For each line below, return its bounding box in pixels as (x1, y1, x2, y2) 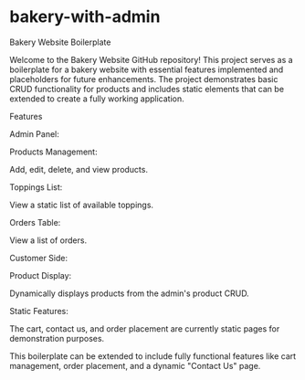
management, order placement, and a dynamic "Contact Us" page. (9, 360, 261, 371)
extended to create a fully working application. (9, 93, 184, 104)
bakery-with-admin (9, 6, 161, 27)
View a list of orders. (9, 235, 88, 246)
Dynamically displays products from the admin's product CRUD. (9, 288, 249, 299)
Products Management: (9, 146, 98, 157)
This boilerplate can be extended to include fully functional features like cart (9, 350, 297, 362)
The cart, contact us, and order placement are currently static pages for (9, 322, 280, 334)
